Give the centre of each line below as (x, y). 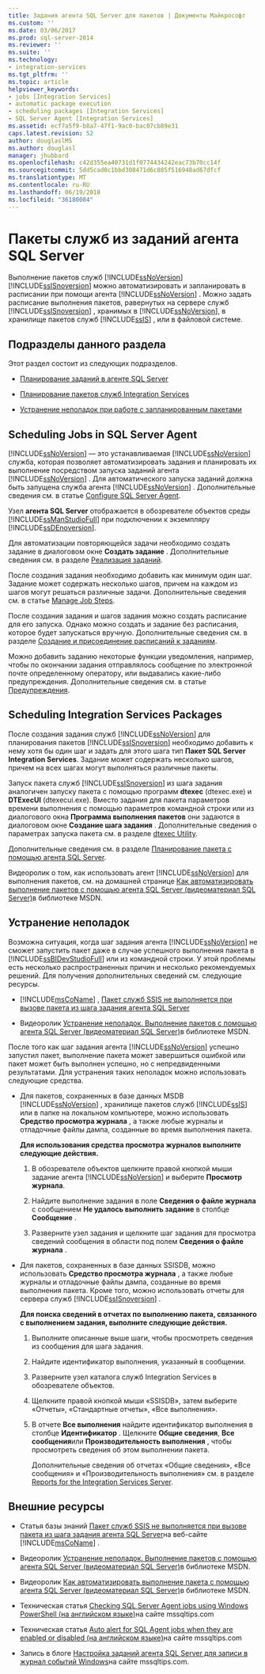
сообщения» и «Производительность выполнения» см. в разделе (143, 1473)
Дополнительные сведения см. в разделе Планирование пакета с (120, 849)
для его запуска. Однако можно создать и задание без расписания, (123, 624)
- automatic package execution (60, 104)
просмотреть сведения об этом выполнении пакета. (120, 1449)
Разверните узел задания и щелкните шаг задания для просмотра (144, 1233)
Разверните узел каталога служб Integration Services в (124, 1377)
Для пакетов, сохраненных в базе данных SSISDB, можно (117, 1265)
